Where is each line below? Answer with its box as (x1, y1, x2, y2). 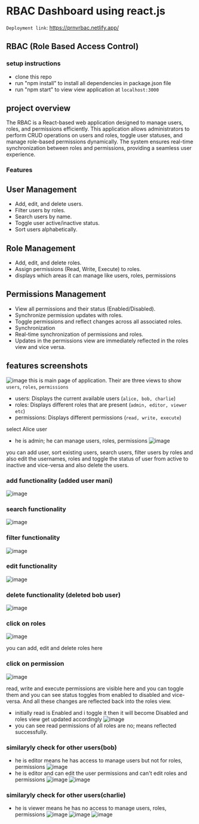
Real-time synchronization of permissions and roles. (14, 330, 143, 338)
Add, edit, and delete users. (14, 200, 84, 207)
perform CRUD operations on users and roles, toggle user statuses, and (6, 132, 183, 139)
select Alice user (6, 425, 48, 432)
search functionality (6, 505, 67, 513)
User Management (6, 184, 77, 194)
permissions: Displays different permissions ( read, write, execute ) (14, 414, 182, 421)
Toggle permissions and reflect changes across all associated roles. (14, 318, 182, 325)
